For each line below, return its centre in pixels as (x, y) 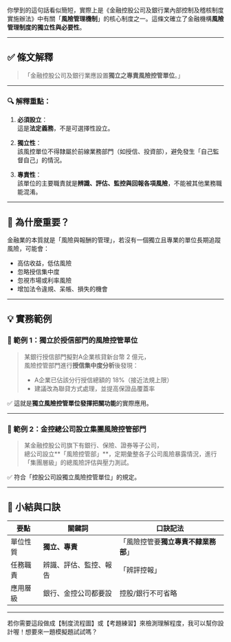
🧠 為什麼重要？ (38, 222)
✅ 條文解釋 (30, 57)
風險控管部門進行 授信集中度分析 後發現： (81, 365)
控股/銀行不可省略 (148, 593)
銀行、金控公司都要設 (77, 593)
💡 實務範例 (30, 319)
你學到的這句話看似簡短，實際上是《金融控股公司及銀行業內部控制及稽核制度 (115, 10)
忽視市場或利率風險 (44, 280)
